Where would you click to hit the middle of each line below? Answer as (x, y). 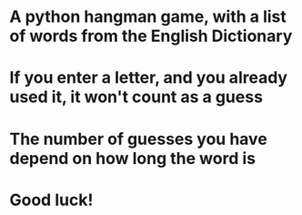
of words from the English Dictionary (151, 36)
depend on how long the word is (133, 158)
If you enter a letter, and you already (149, 78)
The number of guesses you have (139, 139)
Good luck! (51, 200)
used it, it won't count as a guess (136, 97)
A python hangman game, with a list (148, 17)
